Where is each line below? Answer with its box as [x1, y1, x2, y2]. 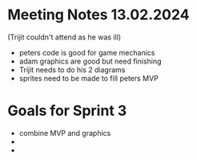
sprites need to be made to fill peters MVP [18, 73, 159, 83]
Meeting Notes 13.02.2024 [7, 6, 190, 24]
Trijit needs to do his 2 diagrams [18, 64, 126, 74]
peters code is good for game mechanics [18, 47, 155, 57]
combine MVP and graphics [18, 128, 111, 137]
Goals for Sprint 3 [7, 102, 127, 120]
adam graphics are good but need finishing [18, 56, 162, 66]
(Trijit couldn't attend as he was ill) [7, 32, 122, 42]
